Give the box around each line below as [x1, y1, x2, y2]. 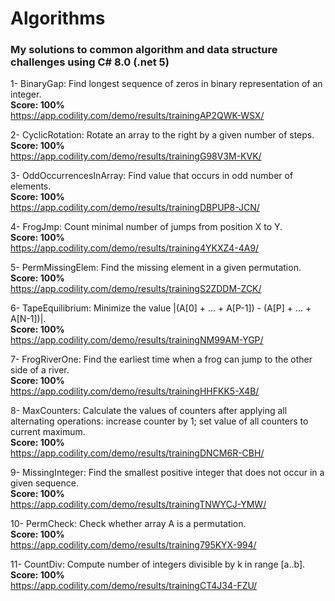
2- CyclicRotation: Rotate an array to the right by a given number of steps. [10, 129, 315, 141]
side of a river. [10, 364, 70, 376]
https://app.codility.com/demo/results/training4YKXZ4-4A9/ [10, 242, 260, 254]
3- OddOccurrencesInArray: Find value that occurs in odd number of [10, 170, 294, 182]
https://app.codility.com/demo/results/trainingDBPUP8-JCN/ [10, 202, 260, 214]
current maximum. [10, 426, 86, 438]
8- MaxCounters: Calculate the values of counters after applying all [10, 405, 288, 417]
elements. [10, 180, 52, 192]
